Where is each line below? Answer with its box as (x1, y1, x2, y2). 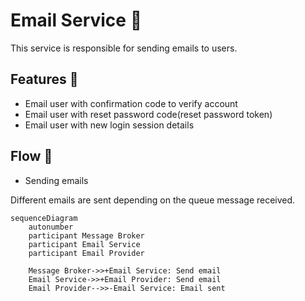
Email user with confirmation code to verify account (24, 97, 238, 109)
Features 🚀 (10, 71, 79, 88)
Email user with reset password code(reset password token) (24, 108, 273, 120)
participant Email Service (28, 239, 141, 249)
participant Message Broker (28, 230, 145, 241)
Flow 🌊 (10, 148, 53, 165)
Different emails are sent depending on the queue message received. (10, 194, 296, 206)
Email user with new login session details (24, 119, 195, 131)
